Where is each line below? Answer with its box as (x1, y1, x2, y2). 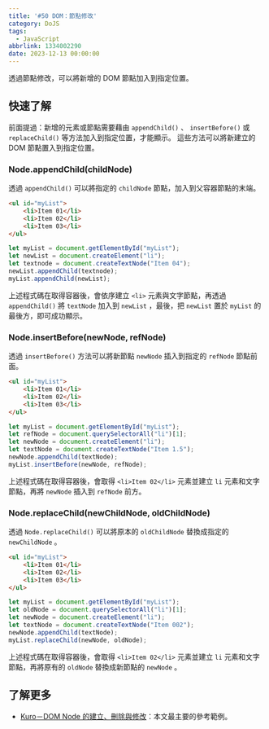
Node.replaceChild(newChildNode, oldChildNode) (8, 507, 210, 518)
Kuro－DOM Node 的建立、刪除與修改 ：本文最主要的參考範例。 (20, 711, 232, 721)
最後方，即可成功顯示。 (8, 310, 87, 320)
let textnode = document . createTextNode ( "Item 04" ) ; (8, 260, 191, 268)
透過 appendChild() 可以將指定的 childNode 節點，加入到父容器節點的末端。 (8, 183, 261, 193)
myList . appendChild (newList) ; (8, 274, 111, 283)
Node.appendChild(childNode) (8, 164, 132, 175)
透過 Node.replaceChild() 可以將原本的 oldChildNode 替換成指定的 (8, 527, 229, 537)
